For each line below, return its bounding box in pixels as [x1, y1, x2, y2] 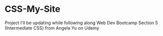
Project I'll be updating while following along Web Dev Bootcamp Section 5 [4, 20, 158, 26]
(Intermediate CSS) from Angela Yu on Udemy [4, 25, 99, 31]
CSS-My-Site [4, 3, 61, 15]
